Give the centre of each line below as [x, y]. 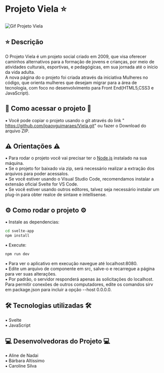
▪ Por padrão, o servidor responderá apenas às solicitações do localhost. [79, 279]
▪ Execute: [16, 245]
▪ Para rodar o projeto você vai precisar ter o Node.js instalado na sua [76, 158]
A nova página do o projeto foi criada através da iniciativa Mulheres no [77, 77]
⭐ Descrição [24, 42]
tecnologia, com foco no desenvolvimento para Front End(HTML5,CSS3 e [80, 88]
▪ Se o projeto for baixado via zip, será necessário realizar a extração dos [80, 169]
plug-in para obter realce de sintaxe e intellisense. [56, 195]
